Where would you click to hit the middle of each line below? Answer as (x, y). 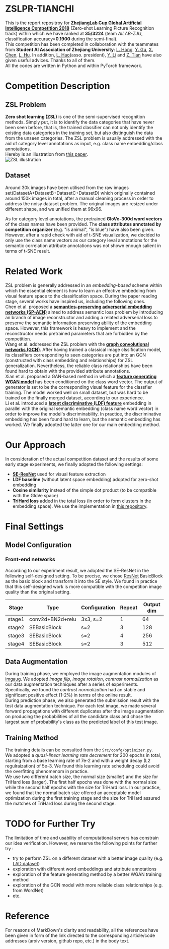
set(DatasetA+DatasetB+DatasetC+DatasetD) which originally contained (80, 193)
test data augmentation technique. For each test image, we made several (81, 706)
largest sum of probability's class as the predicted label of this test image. (82, 722)
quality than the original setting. (38, 592)
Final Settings (34, 526)
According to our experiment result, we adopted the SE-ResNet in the (77, 570)
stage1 (16, 619)
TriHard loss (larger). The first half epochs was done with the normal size (81, 782)
